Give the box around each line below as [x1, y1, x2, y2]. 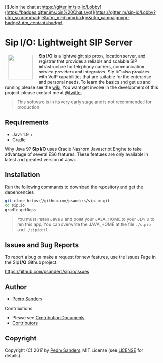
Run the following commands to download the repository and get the [5, 184, 143, 190]
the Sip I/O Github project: [5, 259, 58, 265]
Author [5, 283, 27, 291]
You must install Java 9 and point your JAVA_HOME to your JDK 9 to [17, 217, 155, 222]
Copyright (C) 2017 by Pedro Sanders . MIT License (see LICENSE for [5, 347, 143, 353]
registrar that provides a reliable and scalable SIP [39, 58, 138, 64]
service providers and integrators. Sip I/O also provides [39, 69, 150, 74]
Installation [5, 171, 40, 179]
